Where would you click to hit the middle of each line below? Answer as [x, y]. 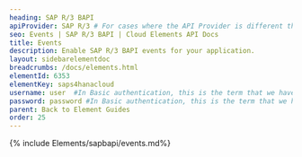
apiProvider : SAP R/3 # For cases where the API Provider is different [146, 26]
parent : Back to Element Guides [70, 109]
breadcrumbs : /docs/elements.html [74, 68]
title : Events [36, 43]
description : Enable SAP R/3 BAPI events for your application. [132, 51]
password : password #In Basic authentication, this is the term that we [148, 101]
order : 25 [28, 118]
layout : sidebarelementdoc [60, 59]
